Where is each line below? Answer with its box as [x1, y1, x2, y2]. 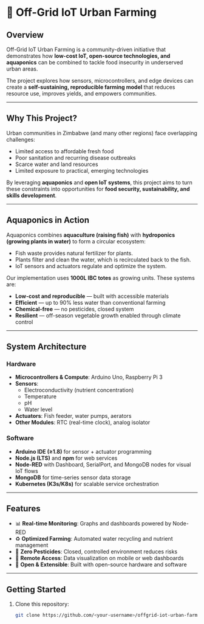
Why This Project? [6, 113, 78, 123]
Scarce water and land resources [15, 161, 98, 168]
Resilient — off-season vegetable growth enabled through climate [15, 311, 181, 319]
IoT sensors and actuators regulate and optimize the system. [15, 262, 167, 269]
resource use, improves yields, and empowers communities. [6, 90, 157, 97]
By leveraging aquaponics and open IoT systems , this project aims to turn [6, 179, 193, 186]
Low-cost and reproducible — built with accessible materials [15, 292, 169, 300]
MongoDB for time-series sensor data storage [15, 474, 131, 481]
